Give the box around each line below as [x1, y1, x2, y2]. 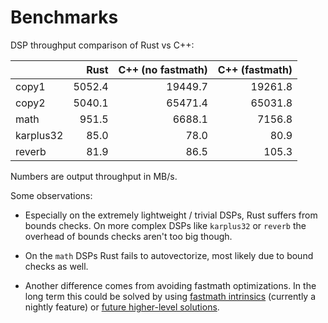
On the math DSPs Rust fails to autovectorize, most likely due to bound [24, 249, 314, 261]
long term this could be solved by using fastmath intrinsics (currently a [24, 290, 317, 302]
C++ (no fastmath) [118, 62, 208, 76]
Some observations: [10, 189, 93, 201]
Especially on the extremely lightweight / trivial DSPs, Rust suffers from [24, 209, 318, 221]
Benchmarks [10, 6, 119, 29]
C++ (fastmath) [217, 62, 293, 76]
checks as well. [24, 260, 89, 272]
